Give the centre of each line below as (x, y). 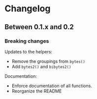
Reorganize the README (37, 91)
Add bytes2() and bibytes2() (42, 66)
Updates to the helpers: (29, 51)
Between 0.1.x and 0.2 (39, 27)
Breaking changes (27, 41)
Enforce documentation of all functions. (52, 86)
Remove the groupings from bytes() (48, 61)
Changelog (28, 9)
